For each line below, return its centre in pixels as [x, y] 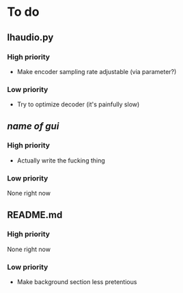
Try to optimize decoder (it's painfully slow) [78, 104]
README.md [35, 214]
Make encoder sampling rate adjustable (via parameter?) [97, 71]
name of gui [33, 126]
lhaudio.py [30, 37]
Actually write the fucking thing [61, 160]
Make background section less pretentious [77, 282]
